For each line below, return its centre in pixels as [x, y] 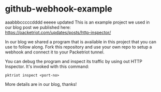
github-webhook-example [59, 9]
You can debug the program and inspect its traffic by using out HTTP [74, 61]
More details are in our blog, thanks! [41, 84]
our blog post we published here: [38, 27]
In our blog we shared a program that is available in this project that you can [80, 41]
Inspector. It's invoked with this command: [47, 66]
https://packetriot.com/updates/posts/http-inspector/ [58, 32]
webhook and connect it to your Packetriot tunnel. [55, 52]
